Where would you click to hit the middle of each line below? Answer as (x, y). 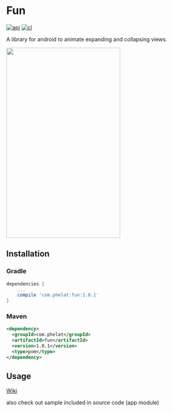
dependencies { (25, 284)
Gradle (16, 271)
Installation (28, 254)
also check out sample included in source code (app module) (83, 403)
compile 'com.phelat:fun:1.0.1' (58, 295)
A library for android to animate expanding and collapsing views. (87, 39)
